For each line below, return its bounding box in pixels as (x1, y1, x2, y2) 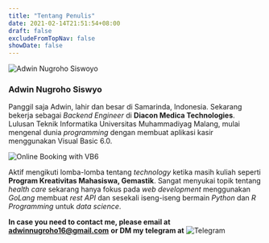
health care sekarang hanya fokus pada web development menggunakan (8, 184, 251, 194)
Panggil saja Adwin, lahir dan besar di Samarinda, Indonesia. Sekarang (8, 102, 242, 112)
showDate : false (8, 42, 63, 50)
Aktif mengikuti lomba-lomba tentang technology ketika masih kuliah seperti (8, 167, 262, 177)
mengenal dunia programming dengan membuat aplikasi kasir (8, 128, 213, 138)
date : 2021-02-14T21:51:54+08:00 (8, 19, 121, 27)
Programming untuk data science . (8, 202, 122, 212)
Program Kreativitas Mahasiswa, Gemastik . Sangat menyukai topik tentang (8, 176, 262, 186)
